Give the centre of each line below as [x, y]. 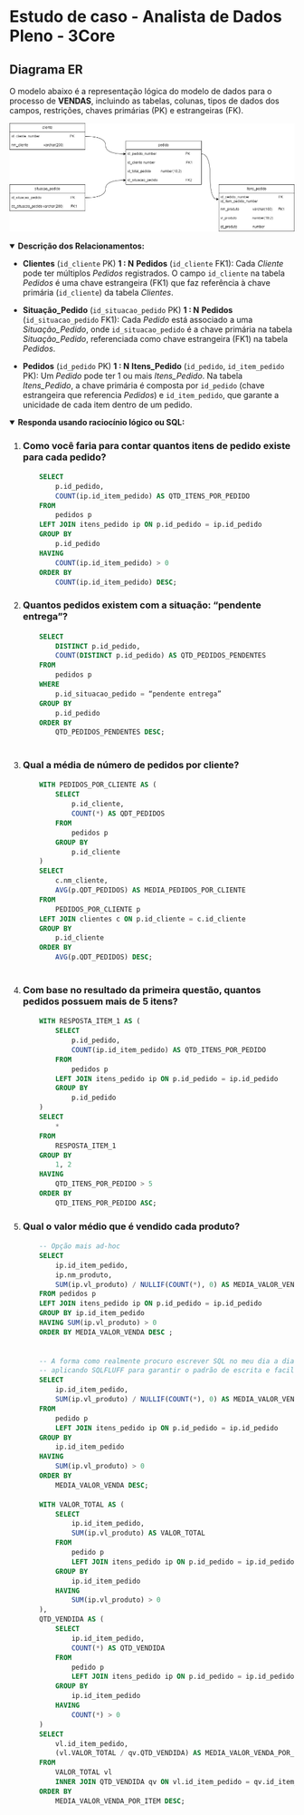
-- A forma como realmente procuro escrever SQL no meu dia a [159, 1361]
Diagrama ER [46, 69]
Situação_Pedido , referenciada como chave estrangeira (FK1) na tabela [155, 338]
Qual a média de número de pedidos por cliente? [131, 766]
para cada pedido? [64, 457]
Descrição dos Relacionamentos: [81, 246]
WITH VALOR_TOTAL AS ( [82, 1504]
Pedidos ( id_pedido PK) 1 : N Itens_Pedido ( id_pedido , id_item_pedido [153, 366]
